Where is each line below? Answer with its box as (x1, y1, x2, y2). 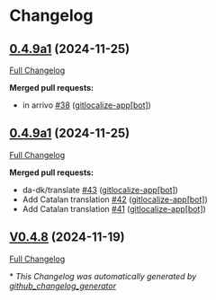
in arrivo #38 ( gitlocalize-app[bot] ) (22, 100, 151, 110)
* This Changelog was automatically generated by (9, 270, 197, 281)
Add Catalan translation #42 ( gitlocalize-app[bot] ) (22, 194, 209, 205)
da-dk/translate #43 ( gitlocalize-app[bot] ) (22, 184, 178, 195)
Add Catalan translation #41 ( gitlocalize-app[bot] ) (22, 203, 207, 214)
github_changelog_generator (9, 280, 117, 291)
